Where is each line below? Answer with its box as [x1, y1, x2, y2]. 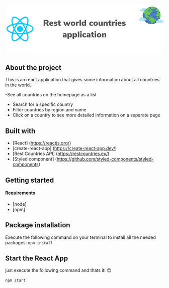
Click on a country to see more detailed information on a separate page [12, 112, 161, 118]
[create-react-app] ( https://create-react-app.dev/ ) [12, 146, 117, 152]
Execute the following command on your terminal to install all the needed [5, 234, 156, 240]
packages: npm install [5, 239, 53, 245]
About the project [5, 63, 62, 72]
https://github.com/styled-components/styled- [56, 156, 154, 162]
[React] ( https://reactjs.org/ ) [12, 140, 71, 146]
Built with [5, 126, 36, 135]
